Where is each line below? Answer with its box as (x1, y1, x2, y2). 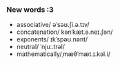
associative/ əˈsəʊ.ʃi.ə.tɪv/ (16, 21, 90, 29)
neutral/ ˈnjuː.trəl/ (16, 43, 66, 51)
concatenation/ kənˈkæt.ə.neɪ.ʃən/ (16, 28, 113, 36)
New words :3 (6, 5, 54, 15)
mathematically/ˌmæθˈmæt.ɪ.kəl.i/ (16, 50, 111, 58)
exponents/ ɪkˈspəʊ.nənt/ (16, 35, 88, 44)
